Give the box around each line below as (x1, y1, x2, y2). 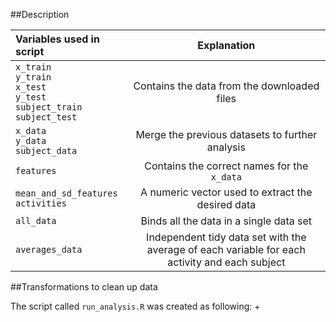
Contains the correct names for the (144, 159, 309, 173)
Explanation (197, 39, 256, 52)
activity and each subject (167, 255, 286, 269)
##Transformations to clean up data (10, 281, 158, 293)
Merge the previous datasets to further (135, 128, 318, 141)
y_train (15, 72, 52, 83)
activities (15, 198, 67, 209)
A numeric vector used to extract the (140, 185, 313, 199)
